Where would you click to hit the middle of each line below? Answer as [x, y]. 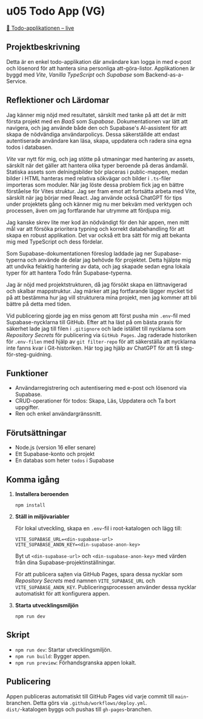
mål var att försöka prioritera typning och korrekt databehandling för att [95, 228]
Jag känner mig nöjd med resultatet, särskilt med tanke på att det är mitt [96, 115]
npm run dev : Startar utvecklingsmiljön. [63, 649]
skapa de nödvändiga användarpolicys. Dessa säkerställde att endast [93, 134]
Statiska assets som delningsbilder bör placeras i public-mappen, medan [97, 172]
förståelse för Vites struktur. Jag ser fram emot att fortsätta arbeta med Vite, [101, 191]
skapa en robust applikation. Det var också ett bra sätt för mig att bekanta [98, 235]
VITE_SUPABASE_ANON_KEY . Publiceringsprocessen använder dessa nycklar [106, 587]
